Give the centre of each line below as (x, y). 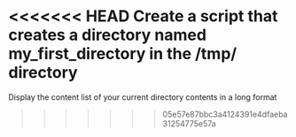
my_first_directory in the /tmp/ (123, 54)
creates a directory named (108, 35)
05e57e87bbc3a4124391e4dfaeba (225, 114)
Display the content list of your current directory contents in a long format (143, 97)
